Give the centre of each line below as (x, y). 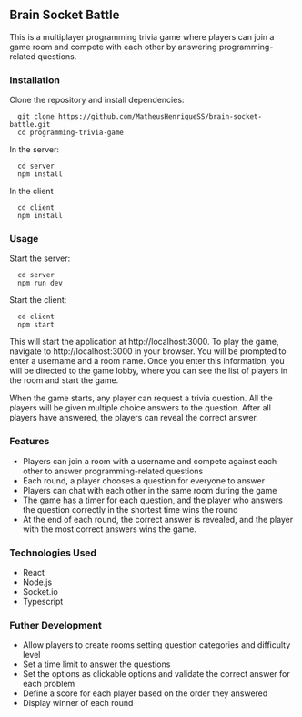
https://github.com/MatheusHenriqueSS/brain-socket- (160, 117)
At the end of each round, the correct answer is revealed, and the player (158, 519)
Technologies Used (53, 553)
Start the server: (40, 258)
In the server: (35, 150)
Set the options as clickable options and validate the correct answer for (156, 674)
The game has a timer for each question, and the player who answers (153, 500)
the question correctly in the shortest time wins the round (130, 509)
